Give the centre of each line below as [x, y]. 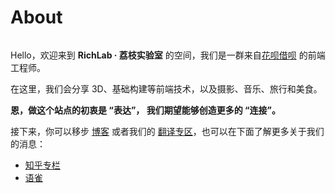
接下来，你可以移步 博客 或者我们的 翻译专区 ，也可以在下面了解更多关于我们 [167, 131]
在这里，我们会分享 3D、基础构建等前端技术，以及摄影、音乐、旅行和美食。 [166, 88]
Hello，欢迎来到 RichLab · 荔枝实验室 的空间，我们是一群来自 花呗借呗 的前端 [168, 55]
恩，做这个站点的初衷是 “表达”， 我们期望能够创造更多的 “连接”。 [145, 110]
